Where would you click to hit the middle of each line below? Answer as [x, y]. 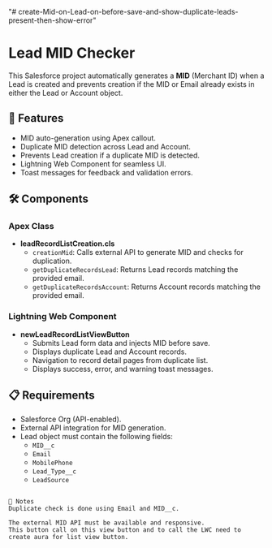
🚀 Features [36, 118]
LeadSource [51, 480]
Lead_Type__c [54, 471]
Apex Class [31, 227]
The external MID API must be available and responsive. [107, 523]
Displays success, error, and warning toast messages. [123, 369]
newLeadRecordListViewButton [75, 334]
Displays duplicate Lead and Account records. [110, 352]
